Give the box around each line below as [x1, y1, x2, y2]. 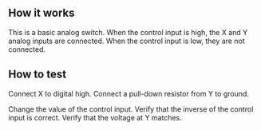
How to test [8, 68, 66, 81]
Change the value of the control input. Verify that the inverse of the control [8, 104, 254, 114]
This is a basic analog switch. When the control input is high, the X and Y [8, 27, 248, 37]
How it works [8, 6, 75, 20]
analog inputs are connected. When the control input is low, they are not [8, 36, 245, 45]
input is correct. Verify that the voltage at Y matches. [8, 112, 182, 122]
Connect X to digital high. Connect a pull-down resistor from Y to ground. [8, 89, 250, 98]
